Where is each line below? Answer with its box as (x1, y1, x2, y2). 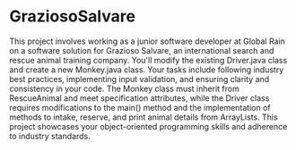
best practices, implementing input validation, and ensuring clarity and (9, 73, 270, 84)
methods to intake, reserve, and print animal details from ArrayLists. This (9, 112, 278, 122)
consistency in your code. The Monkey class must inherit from (9, 83, 239, 94)
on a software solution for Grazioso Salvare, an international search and (9, 45, 274, 55)
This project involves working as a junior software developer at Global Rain (9, 36, 285, 46)
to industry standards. (9, 130, 91, 141)
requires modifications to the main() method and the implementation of (9, 102, 271, 112)
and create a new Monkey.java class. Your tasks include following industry (9, 64, 284, 75)
